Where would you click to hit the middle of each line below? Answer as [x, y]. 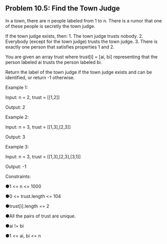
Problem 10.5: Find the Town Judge [63, 8]
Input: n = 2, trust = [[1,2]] [33, 97]
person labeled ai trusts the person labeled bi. [54, 62]
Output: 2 [15, 107]
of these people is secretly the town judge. [50, 26]
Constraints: [18, 176]
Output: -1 [16, 166]
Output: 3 [15, 137]
